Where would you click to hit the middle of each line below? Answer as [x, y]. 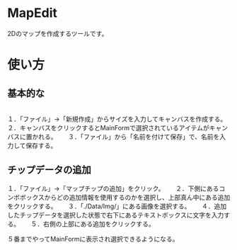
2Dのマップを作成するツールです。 [58, 33]
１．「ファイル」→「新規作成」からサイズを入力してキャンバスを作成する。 [117, 119]
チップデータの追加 [49, 170]
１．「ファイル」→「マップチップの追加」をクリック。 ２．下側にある [113, 188]
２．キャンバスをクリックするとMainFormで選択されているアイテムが [109, 127]
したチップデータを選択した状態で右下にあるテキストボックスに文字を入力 [116, 215]
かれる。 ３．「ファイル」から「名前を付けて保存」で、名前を [126, 137]
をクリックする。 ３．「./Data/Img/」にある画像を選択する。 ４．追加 [117, 206]
